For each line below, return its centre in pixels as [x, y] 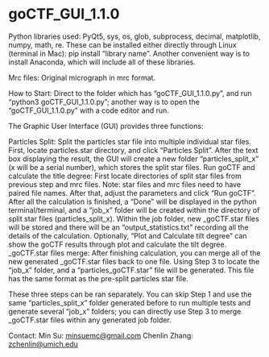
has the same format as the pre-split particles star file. [99, 278]
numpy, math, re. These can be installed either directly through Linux [122, 44]
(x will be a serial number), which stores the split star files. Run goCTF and [132, 167]
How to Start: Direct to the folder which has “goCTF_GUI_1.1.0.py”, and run [130, 93]
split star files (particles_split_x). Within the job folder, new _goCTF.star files [134, 218]
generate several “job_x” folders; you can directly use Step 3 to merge [125, 311]
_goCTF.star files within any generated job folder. [90, 320]
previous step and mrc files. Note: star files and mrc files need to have [125, 184]
